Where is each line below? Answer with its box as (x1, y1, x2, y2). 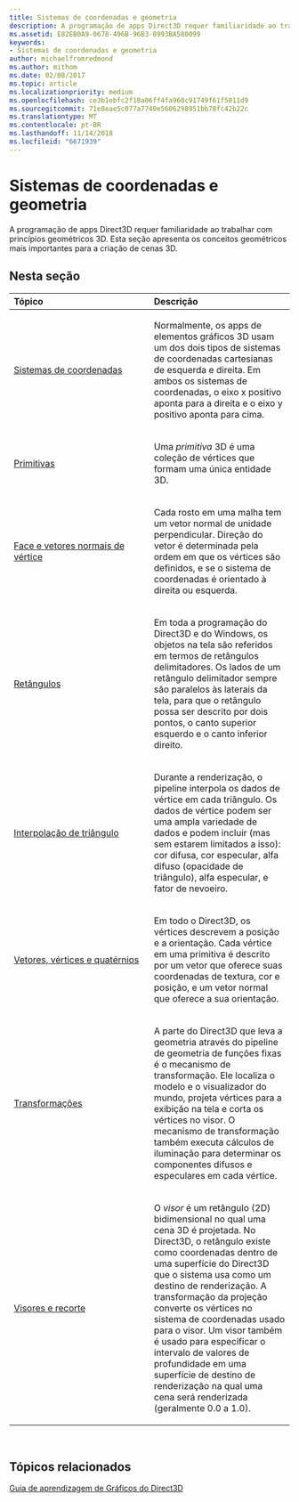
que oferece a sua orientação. (154, 992, 279, 1004)
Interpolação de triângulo (13, 826, 119, 839)
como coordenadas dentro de (154, 1246, 279, 1258)
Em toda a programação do (154, 616, 268, 629)
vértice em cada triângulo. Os (154, 793, 278, 806)
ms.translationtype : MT (9, 112, 98, 121)
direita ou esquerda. (154, 584, 238, 597)
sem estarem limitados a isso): (154, 838, 281, 850)
